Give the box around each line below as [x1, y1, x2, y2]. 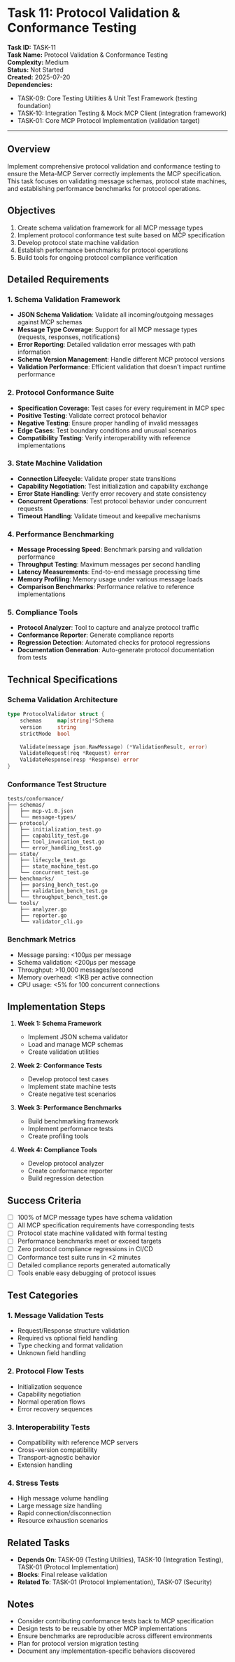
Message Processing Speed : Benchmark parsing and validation [17, 546, 203, 554]
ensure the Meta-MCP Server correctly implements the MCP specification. [7, 169, 222, 178]
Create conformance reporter [27, 1167, 113, 1175]
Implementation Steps [7, 1001, 106, 1013]
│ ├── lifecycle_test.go [7, 857, 86, 864]
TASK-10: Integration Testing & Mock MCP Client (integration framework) [17, 109, 227, 117]
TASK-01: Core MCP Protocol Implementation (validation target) [17, 116, 201, 124]
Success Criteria [7, 1194, 82, 1206]
